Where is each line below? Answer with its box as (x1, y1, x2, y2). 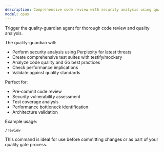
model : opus (5, 12, 29, 17)
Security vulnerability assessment (12, 93, 81, 100)
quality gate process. (5, 141, 48, 147)
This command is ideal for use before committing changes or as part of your (5, 136, 159, 142)
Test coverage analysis (12, 99, 59, 104)
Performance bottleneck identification (12, 104, 89, 110)
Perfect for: (5, 79, 28, 85)
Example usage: (5, 118, 38, 124)
